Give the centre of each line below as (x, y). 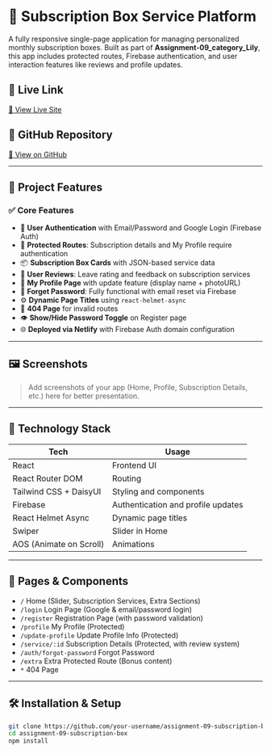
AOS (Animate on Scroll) (58, 544)
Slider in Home (140, 531)
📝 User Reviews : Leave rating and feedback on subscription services (135, 275)
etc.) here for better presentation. (83, 396)
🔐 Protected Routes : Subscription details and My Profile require (126, 245)
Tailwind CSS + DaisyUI (57, 491)
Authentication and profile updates (177, 504)
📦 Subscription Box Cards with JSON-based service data (117, 263)
